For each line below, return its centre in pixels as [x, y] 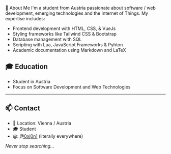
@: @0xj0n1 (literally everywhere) [48, 136]
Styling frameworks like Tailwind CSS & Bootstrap [65, 34]
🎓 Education [27, 67]
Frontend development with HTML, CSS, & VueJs [64, 28]
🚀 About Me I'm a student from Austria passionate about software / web [81, 8]
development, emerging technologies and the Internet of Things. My [77, 13]
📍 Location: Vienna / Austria [42, 123]
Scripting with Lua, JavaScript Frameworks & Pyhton [68, 45]
